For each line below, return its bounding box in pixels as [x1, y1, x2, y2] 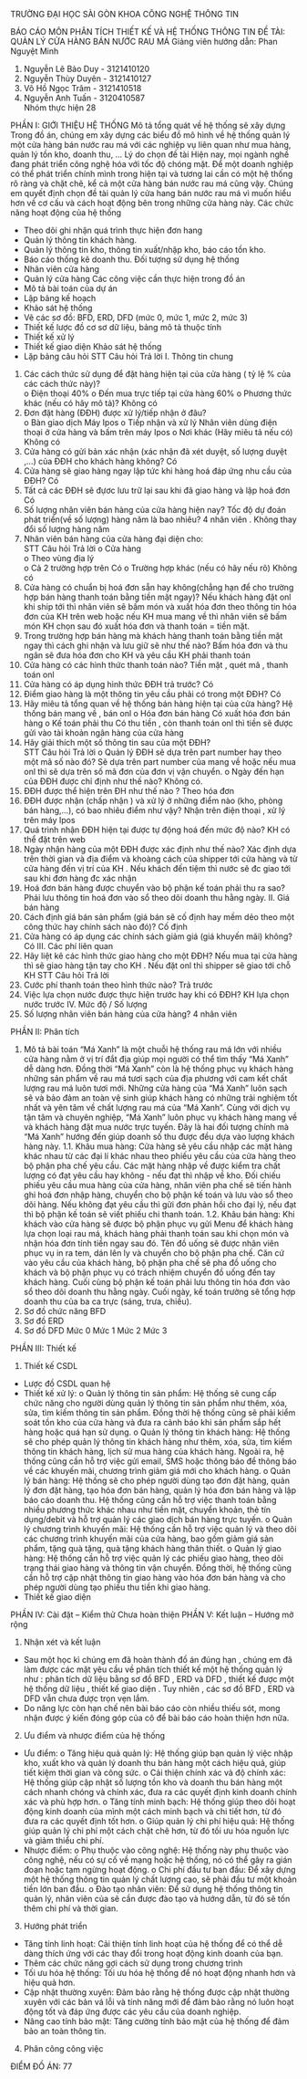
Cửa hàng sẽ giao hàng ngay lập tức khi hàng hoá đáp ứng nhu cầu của [23, 465, 292, 476]
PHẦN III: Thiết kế [10, 1342, 77, 1353]
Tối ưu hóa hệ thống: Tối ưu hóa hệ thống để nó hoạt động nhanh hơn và [23, 1968, 296, 1978]
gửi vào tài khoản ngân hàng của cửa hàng [23, 727, 185, 738]
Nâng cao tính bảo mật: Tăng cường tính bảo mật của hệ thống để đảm [23, 2016, 290, 2026]
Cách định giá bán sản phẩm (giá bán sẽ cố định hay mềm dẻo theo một [23, 912, 295, 922]
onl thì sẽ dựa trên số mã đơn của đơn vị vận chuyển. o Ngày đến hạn [23, 767, 285, 777]
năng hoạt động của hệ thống [10, 207, 122, 218]
